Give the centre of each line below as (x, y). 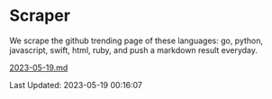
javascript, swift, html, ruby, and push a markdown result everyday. (134, 49)
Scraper (40, 16)
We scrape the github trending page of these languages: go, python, (136, 40)
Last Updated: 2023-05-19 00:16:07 (76, 85)
